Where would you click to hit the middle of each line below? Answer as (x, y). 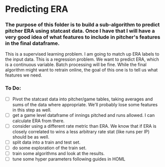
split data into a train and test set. (46, 142)
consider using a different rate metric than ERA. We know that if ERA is (84, 126)
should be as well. (31, 137)
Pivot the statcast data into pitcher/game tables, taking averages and (82, 99)
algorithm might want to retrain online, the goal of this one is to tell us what (82, 70)
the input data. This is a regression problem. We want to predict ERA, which (82, 59)
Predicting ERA (37, 9)
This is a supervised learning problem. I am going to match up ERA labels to (82, 54)
